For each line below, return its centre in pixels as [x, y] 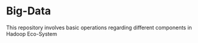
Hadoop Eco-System [32, 33]
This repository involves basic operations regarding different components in [99, 27]
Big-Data [29, 11]
